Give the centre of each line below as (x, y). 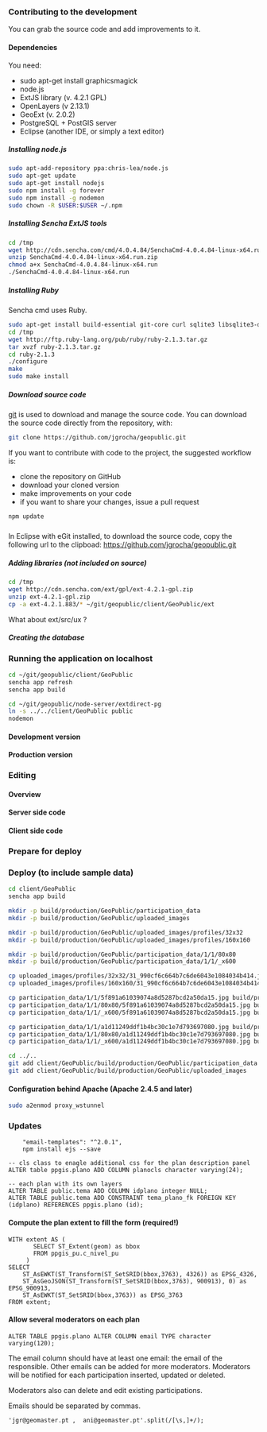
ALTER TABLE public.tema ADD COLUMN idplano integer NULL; (108, 1191)
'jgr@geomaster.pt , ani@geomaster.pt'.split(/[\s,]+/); (106, 1420)
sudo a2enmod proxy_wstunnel (56, 1106)
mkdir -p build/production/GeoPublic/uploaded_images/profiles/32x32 (126, 932)
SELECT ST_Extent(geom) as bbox (87, 1246)
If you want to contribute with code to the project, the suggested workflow (130, 452)
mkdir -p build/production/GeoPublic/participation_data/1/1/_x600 (122, 962)
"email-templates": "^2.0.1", (73, 1143)
